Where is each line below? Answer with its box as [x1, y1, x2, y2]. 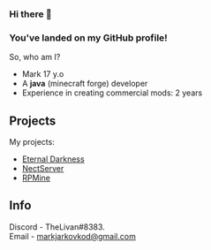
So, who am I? [9, 52, 61, 63]
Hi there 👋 [9, 8, 53, 20]
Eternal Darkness [21, 154, 86, 164]
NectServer [21, 163, 64, 174]
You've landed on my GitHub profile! [9, 31, 168, 43]
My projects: [9, 137, 55, 148]
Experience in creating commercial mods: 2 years [21, 87, 203, 98]
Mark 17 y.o [21, 69, 64, 80]
